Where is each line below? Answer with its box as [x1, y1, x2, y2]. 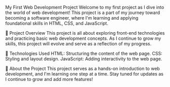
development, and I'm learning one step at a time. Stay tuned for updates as [5, 71, 163, 77]
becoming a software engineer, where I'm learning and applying [5, 15, 139, 21]
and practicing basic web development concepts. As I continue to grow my [5, 35, 161, 41]
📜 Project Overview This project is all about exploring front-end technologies [5, 30, 165, 36]
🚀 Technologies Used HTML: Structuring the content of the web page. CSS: [5, 50, 163, 56]
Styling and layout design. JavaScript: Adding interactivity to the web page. [5, 56, 162, 62]
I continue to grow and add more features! [5, 76, 93, 82]
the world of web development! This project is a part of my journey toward [5, 10, 160, 16]
